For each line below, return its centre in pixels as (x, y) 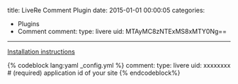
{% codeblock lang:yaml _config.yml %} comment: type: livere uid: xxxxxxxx (119, 65)
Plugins (29, 24)
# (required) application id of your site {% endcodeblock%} (94, 73)
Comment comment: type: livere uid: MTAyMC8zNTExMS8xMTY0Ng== (122, 31)
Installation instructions (41, 52)
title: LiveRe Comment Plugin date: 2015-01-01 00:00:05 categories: (106, 10)
